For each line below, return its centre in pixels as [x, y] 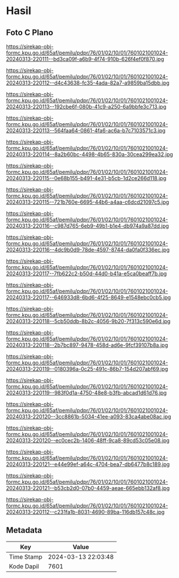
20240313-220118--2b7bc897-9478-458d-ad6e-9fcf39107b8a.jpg [87, 345]
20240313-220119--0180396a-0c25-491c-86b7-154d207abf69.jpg [87, 369]
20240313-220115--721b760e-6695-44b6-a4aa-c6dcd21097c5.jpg [87, 202]
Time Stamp [26, 557]
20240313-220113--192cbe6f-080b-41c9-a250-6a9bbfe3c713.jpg [86, 107]
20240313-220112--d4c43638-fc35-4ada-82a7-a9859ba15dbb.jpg [88, 83]
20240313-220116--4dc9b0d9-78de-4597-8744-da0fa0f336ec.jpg [88, 250]
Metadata [24, 530]
